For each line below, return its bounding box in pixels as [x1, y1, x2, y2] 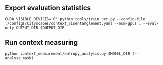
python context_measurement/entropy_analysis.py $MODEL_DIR [5, 51, 131, 56]
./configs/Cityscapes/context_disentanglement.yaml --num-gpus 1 [5, 21, 141, 26]
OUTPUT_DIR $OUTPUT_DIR [16, 25, 65, 30]
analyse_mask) [5, 55, 34, 60]
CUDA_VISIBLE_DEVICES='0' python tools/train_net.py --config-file [5, 16, 146, 21]
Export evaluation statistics [5, 4, 91, 12]
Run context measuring [5, 38, 78, 47]
